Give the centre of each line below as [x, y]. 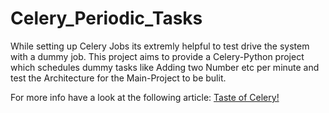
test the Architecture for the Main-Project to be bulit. [118, 78]
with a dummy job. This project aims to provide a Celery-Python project [157, 56]
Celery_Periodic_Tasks [106, 18]
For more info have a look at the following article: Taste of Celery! [145, 97]
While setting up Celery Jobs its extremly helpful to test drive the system [160, 46]
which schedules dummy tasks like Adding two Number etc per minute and [165, 67]
